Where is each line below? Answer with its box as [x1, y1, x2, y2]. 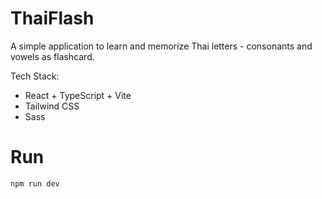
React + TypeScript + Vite [24, 89, 132, 101]
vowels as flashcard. [10, 50, 95, 62]
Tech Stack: [10, 70, 60, 82]
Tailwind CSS [24, 100, 80, 112]
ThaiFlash [10, 7, 95, 30]
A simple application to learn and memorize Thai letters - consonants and [10, 40, 313, 52]
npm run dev [10, 178, 60, 189]
